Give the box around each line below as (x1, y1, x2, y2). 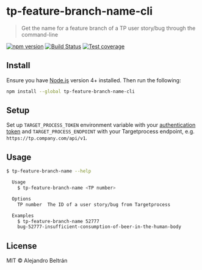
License (6, 241, 37, 251)
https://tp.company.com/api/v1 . (6, 134, 87, 141)
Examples (12, 212, 34, 219)
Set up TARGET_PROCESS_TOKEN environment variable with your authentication (6, 121, 196, 129)
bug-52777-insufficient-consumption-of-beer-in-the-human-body (17, 224, 182, 230)
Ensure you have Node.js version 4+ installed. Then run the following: (6, 76, 181, 83)
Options (12, 196, 32, 202)
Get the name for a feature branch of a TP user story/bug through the (21, 24, 196, 32)
